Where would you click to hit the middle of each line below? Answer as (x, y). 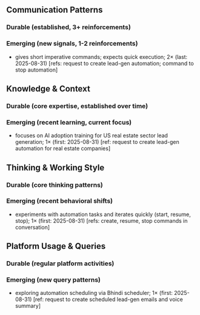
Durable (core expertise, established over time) (77, 106)
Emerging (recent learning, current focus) (69, 122)
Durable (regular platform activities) (60, 263)
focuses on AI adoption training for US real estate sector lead (92, 135)
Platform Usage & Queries (56, 246)
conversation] (32, 227)
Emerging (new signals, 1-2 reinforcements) (72, 44)
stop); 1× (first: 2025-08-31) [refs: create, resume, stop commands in (101, 220)
